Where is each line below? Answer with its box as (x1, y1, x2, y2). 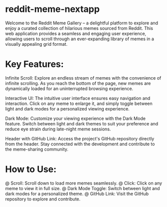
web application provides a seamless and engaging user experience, (5, 30, 147, 36)
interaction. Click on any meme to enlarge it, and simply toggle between (5, 101, 153, 106)
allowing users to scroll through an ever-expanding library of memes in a (5, 36, 155, 42)
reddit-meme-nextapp (5, 3, 100, 15)
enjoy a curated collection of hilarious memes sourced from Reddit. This (5, 25, 154, 31)
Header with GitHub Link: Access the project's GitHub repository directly (5, 135, 155, 141)
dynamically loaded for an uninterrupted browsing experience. (5, 86, 134, 92)
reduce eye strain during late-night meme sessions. (5, 126, 111, 132)
